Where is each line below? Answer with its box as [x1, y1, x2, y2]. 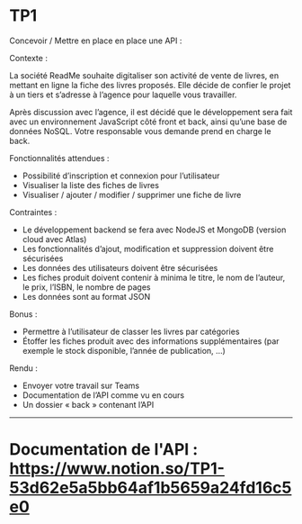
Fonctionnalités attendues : [9, 152, 110, 163]
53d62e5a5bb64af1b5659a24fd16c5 [9, 478, 292, 498]
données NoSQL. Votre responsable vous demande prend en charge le [9, 125, 271, 136]
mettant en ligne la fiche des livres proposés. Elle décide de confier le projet [9, 79, 291, 90]
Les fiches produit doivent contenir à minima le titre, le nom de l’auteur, [22, 272, 286, 283]
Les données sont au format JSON [22, 291, 151, 302]
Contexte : [9, 52, 48, 63]
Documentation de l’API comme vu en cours [22, 389, 185, 401]
